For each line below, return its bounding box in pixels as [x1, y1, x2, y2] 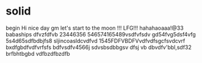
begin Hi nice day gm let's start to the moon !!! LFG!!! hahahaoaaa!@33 [5, 24, 184, 31]
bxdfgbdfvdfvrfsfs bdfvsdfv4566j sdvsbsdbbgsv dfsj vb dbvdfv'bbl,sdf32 [5, 44, 192, 51]
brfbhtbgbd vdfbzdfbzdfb [5, 50, 71, 57]
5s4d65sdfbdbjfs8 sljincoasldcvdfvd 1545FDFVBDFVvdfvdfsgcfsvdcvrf [5, 37, 186, 44]
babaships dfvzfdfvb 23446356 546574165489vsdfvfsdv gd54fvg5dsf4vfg [5, 30, 196, 38]
